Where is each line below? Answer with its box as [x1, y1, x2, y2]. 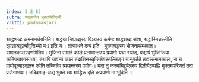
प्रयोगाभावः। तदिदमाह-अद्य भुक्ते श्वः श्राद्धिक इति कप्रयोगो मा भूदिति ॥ [6, 69, 133, 76]
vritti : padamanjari [6, 19, 58, 25]
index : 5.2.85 [6, 8, 42, 15]
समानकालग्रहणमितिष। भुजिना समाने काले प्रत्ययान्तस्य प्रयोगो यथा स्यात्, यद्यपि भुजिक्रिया [6, 49, 169, 56]
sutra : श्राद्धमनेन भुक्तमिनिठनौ [6, 14, 61, 20]
